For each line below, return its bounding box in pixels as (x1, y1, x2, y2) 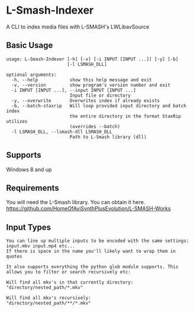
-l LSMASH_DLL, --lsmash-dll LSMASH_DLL (11, 129, 112, 135)
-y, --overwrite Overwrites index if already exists (11, 97, 160, 104)
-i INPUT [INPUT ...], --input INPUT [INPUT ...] (11, 87, 136, 93)
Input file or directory (69, 93, 131, 98)
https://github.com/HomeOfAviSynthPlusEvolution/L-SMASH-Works (6, 205, 171, 212)
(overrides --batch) (69, 123, 120, 129)
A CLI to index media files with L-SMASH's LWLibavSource (6, 23, 150, 30)
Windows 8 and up (6, 165, 52, 173)
